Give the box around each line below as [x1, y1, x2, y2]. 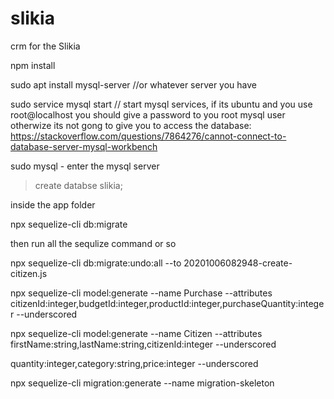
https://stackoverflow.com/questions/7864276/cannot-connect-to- [10, 130, 287, 142]
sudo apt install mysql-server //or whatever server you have [10, 78, 258, 91]
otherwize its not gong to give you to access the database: [10, 119, 252, 131]
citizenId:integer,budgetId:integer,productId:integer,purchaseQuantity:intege [10, 297, 325, 309]
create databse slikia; [34, 179, 123, 191]
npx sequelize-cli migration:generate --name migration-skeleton [10, 377, 275, 389]
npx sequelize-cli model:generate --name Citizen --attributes [10, 327, 263, 339]
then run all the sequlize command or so [10, 237, 177, 249]
